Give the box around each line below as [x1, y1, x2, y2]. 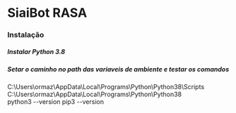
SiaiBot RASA [7, 5, 88, 21]
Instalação [7, 30, 45, 40]
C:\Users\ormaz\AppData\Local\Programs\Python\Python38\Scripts [7, 83, 205, 91]
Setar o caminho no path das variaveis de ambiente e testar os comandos [7, 65, 230, 74]
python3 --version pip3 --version [7, 98, 105, 106]
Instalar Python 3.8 [7, 47, 66, 55]
